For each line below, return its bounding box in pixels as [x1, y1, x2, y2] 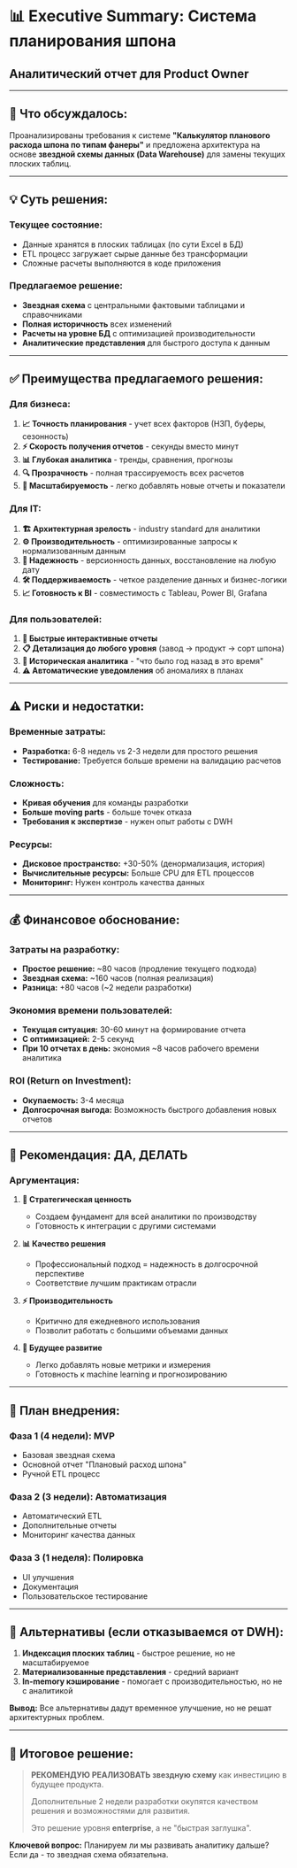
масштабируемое [21, 1657, 90, 1668]
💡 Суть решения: [9, 192, 109, 207]
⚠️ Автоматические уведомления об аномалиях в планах [21, 665, 244, 676]
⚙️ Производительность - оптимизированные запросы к [21, 536, 238, 546]
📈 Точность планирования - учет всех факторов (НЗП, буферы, [21, 419, 267, 429]
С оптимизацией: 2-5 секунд [21, 1034, 134, 1045]
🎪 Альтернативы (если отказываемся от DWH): [9, 1625, 285, 1640]
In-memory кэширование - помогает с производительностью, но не [21, 1676, 283, 1687]
